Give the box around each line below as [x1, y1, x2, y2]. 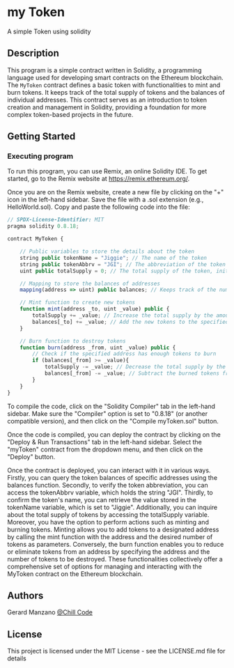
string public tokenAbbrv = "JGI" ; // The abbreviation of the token [19, 261, 226, 268]
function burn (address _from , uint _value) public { [19, 344, 176, 351]
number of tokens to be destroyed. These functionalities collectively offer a [7, 554, 223, 563]
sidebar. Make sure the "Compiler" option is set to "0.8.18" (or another [7, 409, 208, 418]
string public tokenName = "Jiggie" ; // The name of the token [19, 254, 208, 261]
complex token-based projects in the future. [7, 110, 134, 118]
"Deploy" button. [7, 452, 56, 460]
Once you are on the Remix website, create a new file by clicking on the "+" [7, 188, 224, 196]
